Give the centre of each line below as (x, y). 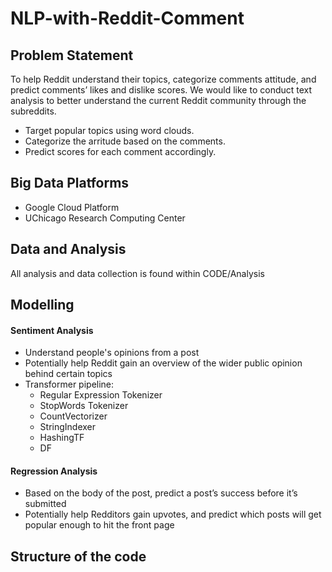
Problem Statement (72, 55)
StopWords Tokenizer (84, 406)
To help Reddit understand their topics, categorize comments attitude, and (163, 79)
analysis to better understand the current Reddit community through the (158, 100)
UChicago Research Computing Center (105, 218)
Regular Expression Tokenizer (101, 395)
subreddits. (33, 111)
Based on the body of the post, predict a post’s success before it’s (161, 493)
